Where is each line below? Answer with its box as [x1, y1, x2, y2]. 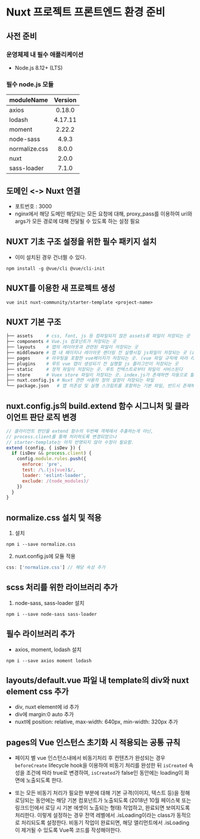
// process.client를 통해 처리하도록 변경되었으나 [6, 433, 117, 439]
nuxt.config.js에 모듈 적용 [14, 553, 76, 560]
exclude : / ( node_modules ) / [21, 478, 89, 484]
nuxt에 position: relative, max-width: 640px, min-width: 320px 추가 [14, 718, 179, 725]
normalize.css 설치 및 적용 [6, 513, 102, 523]
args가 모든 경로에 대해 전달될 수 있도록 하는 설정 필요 [14, 217, 140, 224]
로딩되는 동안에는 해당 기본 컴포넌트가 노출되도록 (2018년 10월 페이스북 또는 [14, 797, 192, 804]
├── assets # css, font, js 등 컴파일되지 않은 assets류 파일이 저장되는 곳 [6, 333, 190, 339]
